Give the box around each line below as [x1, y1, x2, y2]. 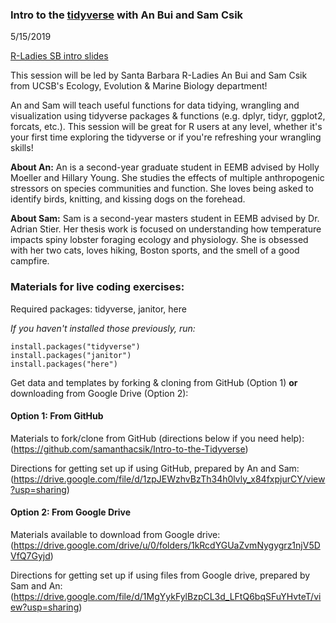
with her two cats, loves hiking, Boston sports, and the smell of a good [10, 244, 300, 257]
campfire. [10, 255, 50, 267]
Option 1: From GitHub [10, 410, 104, 422]
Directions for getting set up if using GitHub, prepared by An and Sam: [10, 462, 300, 474]
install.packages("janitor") [10, 350, 132, 360]
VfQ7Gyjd [10, 550, 51, 562]
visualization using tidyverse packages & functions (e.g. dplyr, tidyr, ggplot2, [10, 110, 326, 122]
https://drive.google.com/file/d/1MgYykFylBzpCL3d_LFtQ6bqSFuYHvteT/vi [13, 591, 322, 602]
